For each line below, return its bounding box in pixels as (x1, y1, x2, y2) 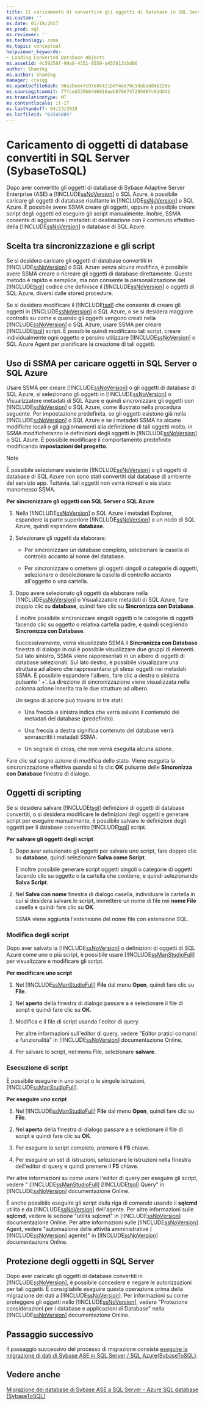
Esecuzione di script (6, 1063, 68, 1072)
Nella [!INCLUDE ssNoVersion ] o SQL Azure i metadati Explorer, (15, 509, 173, 517)
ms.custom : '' (6, 15, 43, 21)
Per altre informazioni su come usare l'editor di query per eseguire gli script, (6, 1175, 198, 1182)
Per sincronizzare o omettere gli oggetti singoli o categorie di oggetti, (24, 564, 199, 572)
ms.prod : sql (6, 26, 40, 32)
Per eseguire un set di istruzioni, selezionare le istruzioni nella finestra (15, 1156, 191, 1164)
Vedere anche (6, 1369, 61, 1380)
